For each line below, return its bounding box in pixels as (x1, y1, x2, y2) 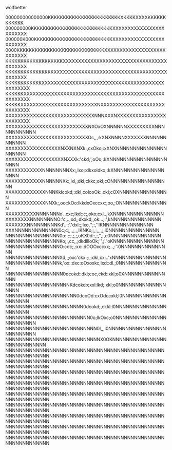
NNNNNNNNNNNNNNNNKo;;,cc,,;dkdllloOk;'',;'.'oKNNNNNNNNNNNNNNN (5, 238, 164, 244)
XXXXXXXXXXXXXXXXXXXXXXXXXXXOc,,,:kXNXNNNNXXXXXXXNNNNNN (5, 135, 167, 140)
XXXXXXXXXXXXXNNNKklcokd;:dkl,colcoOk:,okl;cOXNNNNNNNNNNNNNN (5, 189, 167, 195)
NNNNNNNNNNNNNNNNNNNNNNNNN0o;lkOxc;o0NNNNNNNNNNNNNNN (5, 314, 167, 321)
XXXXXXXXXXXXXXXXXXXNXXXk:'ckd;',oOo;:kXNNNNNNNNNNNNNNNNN (5, 156, 167, 162)
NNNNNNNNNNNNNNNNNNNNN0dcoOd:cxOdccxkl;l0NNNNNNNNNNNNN (5, 293, 167, 298)
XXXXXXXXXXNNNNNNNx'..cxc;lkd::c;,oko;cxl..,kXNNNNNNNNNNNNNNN (5, 211, 164, 217)
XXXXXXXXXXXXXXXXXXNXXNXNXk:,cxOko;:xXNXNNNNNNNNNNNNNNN (5, 145, 167, 151)
